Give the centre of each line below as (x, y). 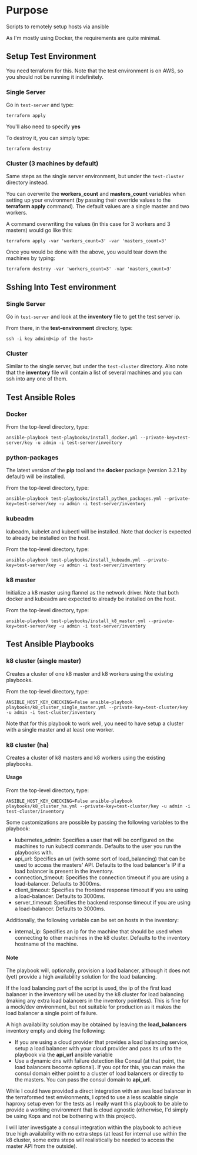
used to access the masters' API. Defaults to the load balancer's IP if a (100, 865)
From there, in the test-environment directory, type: (69, 328)
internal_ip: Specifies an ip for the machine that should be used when (98, 932)
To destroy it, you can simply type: (48, 138)
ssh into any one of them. (37, 379)
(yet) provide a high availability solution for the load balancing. (81, 977)
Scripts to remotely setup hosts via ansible (58, 26)
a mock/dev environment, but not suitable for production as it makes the (94, 1007)
